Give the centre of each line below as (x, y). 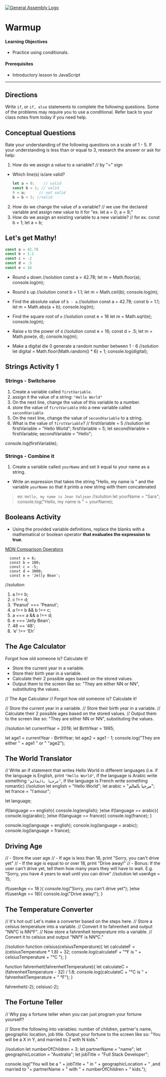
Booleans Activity (33, 517)
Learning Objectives (26, 41)
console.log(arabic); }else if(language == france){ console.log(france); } (79, 816)
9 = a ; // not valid (39, 193)
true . (17, 539)
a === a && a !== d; (32, 615)
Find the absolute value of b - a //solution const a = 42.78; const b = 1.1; (86, 301)
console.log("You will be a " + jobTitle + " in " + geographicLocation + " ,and (83, 1064)
